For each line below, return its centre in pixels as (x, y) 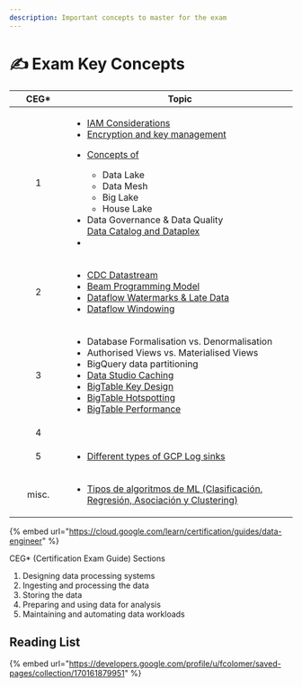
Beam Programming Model (143, 286)
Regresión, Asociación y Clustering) (162, 500)
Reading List (45, 642)
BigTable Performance (134, 409)
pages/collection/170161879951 (67, 673)
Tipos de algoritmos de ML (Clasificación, (175, 489)
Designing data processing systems (89, 575)
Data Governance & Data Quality (155, 220)
